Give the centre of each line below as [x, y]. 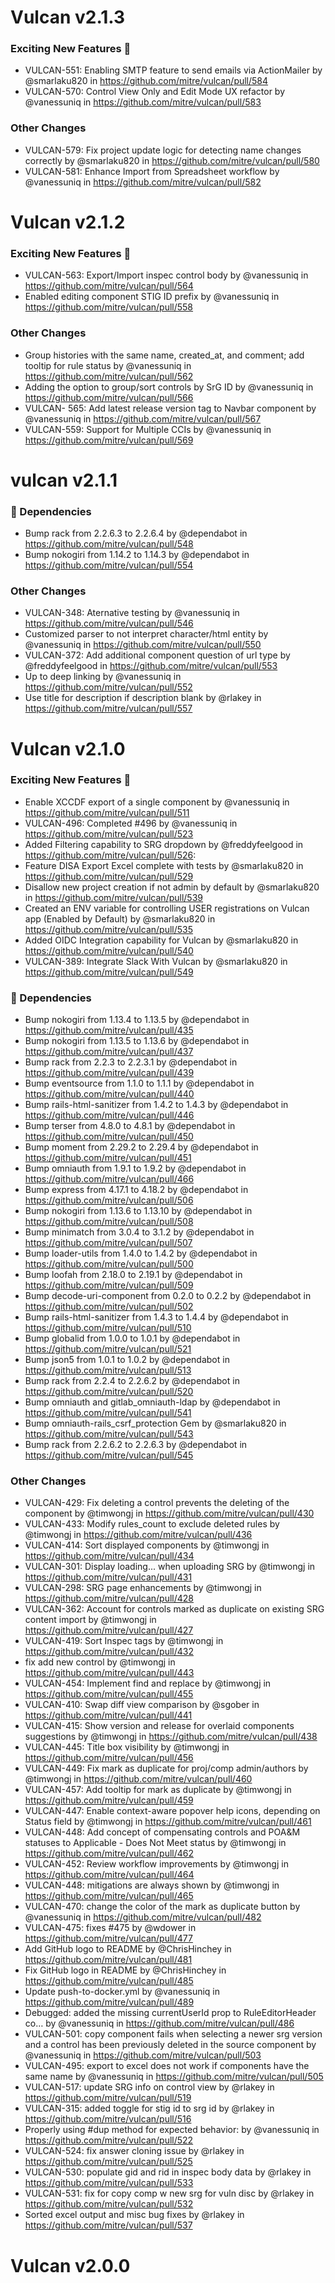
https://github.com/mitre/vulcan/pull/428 [109, 1598]
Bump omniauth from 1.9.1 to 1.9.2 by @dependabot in [135, 1168]
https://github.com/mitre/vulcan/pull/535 [109, 929]
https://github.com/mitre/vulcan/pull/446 [109, 1115]
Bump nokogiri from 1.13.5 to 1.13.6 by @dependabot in [137, 1041]
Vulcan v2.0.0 [70, 2265]
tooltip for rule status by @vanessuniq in [108, 365]
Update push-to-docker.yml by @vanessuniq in [122, 1992]
